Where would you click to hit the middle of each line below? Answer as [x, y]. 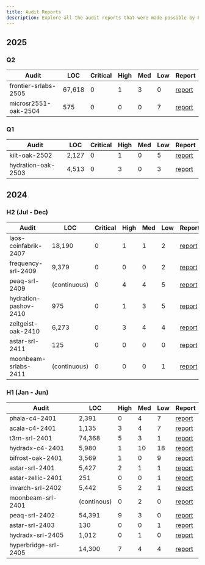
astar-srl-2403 [32, 525]
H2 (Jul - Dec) [27, 212]
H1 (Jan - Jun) [27, 393]
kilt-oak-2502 [31, 155]
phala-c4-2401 [33, 418]
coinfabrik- [26, 246]
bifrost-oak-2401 [36, 458]
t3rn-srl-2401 [31, 439]
